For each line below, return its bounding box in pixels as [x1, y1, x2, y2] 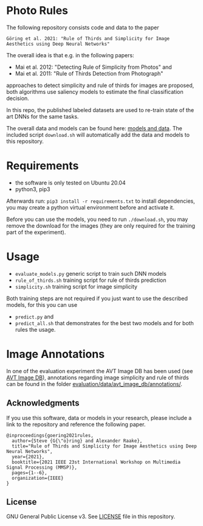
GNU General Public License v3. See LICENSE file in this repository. [6, 513, 176, 521]
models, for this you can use [6, 301, 78, 308]
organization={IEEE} [12, 475, 64, 481]
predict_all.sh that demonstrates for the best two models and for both [15, 319, 194, 326]
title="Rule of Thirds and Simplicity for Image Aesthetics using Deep [12, 443, 198, 449]
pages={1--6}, [12, 469, 47, 475]
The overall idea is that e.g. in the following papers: [6, 51, 135, 58]
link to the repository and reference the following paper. [6, 421, 146, 428]
